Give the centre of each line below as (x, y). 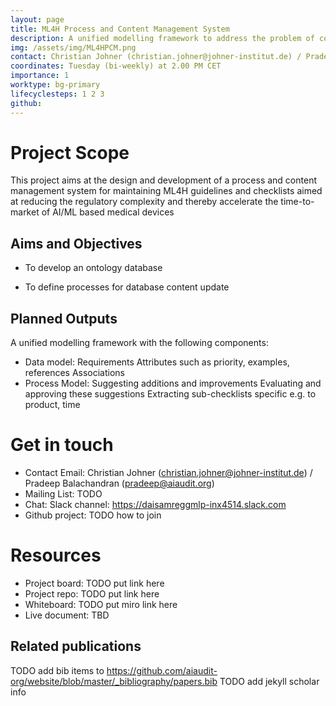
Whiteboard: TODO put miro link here (101, 604)
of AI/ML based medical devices (108, 212)
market (25, 212)
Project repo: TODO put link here (92, 593)
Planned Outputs (64, 318)
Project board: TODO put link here (94, 583)
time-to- (297, 202)
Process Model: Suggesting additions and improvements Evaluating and (173, 383)
